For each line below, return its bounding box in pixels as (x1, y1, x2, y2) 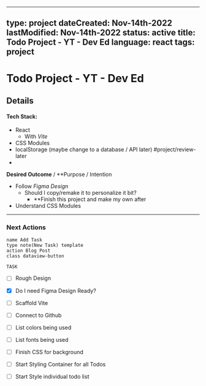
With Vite (24, 133, 48, 140)
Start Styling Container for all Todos (15, 360, 106, 368)
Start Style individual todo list (15, 373, 90, 380)
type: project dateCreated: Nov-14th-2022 (6, 18, 173, 28)
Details (6, 96, 34, 106)
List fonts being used (15, 336, 69, 343)
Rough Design (15, 274, 51, 282)
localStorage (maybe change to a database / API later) (15, 146, 153, 153)
